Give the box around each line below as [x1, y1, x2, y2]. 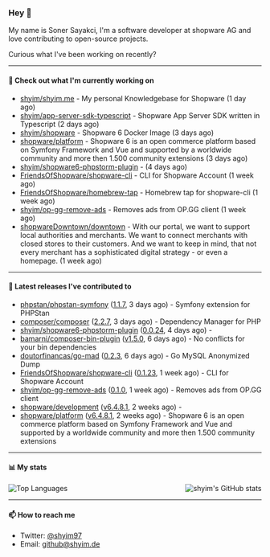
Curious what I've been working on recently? [8, 50, 157, 59]
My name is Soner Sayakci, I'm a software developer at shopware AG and [8, 26, 252, 35]
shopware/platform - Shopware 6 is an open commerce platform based [19, 136, 256, 145]
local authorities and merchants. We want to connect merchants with [19, 230, 247, 240]
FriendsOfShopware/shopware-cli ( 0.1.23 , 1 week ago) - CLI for [19, 367, 229, 377]
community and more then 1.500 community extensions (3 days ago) [19, 153, 248, 163]
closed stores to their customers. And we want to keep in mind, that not [19, 239, 257, 248]
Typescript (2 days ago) [19, 119, 100, 129]
